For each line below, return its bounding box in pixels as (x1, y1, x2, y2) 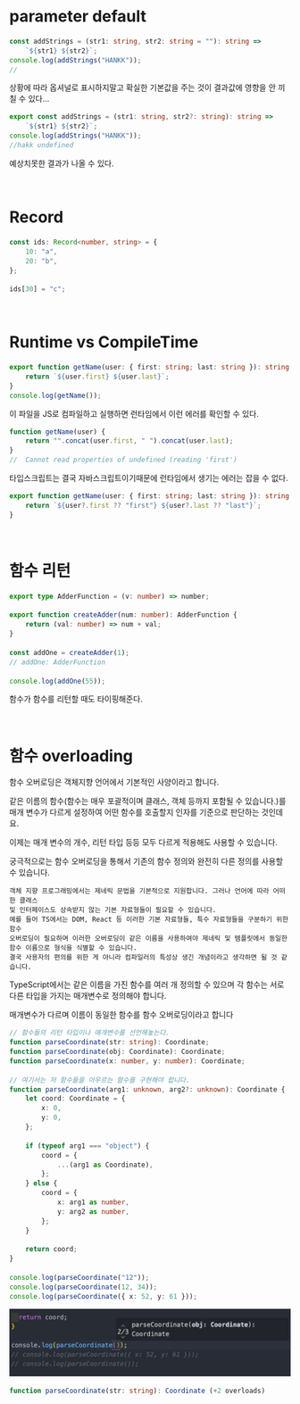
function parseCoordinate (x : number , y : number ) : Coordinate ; (9, 1056, 246, 1066)
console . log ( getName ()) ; (9, 391, 102, 400)
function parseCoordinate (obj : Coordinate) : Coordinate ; (9, 1047, 226, 1057)
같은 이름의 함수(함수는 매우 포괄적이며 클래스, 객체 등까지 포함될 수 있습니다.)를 (9, 796, 287, 807)
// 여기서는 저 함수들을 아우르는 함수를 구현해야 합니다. (9, 1076, 190, 1084)
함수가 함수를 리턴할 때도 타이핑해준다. (9, 694, 143, 704)
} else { (25, 1179, 58, 1188)
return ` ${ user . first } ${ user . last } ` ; (25, 372, 170, 381)
